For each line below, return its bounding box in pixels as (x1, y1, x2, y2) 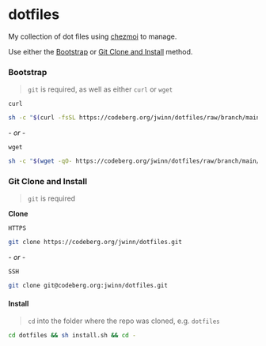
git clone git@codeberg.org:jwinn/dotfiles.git (8, 282, 169, 290)
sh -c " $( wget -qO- (8, 157, 73, 165)
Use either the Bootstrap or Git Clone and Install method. (8, 47, 193, 56)
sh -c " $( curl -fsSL (8, 114, 77, 122)
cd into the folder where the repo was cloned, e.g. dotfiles (27, 316, 220, 325)
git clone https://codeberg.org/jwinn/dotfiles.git (8, 239, 182, 246)
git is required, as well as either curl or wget (27, 85, 173, 94)
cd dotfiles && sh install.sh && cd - (8, 332, 136, 340)
